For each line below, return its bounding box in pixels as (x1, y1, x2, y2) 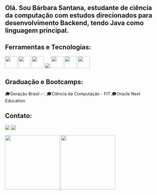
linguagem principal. (5, 27, 69, 35)
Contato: (5, 112, 32, 120)
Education (5, 98, 25, 104)
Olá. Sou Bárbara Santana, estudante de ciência (5, 4, 152, 12)
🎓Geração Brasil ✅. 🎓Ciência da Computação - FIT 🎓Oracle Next (5, 91, 141, 97)
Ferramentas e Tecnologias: (5, 43, 92, 51)
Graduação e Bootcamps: (5, 77, 83, 86)
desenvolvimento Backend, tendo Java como (5, 19, 144, 27)
